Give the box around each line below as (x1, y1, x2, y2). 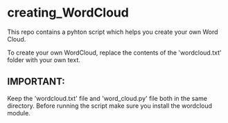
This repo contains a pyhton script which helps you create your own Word (7, 28, 218, 36)
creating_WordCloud (7, 5, 130, 21)
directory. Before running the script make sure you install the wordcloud (7, 102, 213, 110)
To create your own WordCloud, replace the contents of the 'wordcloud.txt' (7, 48, 222, 57)
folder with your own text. (7, 55, 81, 64)
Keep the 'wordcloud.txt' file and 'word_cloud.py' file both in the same (7, 94, 208, 102)
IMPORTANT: (7, 76, 66, 88)
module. (7, 108, 31, 117)
